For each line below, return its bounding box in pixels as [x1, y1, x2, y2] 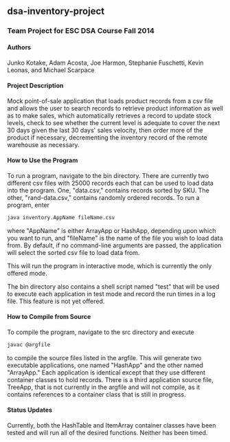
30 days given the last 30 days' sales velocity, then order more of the [7, 126, 204, 134]
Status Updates [7, 406, 53, 415]
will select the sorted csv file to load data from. [7, 248, 140, 256]
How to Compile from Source [7, 313, 91, 321]
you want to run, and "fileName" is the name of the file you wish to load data [7, 234, 223, 242]
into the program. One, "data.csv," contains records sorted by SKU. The [7, 186, 209, 195]
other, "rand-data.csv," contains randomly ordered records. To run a [7, 193, 200, 201]
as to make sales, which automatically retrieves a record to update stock [7, 111, 211, 120]
